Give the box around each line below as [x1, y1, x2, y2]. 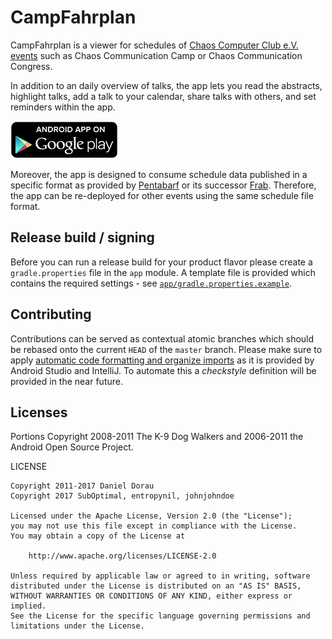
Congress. [10, 60, 53, 72]
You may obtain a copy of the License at [10, 531, 186, 541]
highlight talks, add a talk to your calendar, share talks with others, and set [10, 90, 317, 102]
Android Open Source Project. [10, 441, 134, 453]
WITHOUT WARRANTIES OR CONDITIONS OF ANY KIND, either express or [10, 591, 293, 601]
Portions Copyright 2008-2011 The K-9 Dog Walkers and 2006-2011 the [10, 431, 304, 443]
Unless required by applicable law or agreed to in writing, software [10, 571, 311, 581]
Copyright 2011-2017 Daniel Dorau [10, 481, 155, 491]
